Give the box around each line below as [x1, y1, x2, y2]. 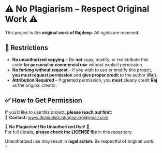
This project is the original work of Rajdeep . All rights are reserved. [5, 30, 140, 35]
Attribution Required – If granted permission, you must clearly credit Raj [12, 77, 158, 83]
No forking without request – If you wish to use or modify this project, [12, 67, 152, 73]
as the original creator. [12, 82, 57, 88]
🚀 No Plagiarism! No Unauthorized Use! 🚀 [5, 123, 89, 129]
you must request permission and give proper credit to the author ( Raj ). [12, 72, 158, 78]
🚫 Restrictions [5, 44, 48, 52]
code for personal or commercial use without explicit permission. [12, 61, 144, 67]
